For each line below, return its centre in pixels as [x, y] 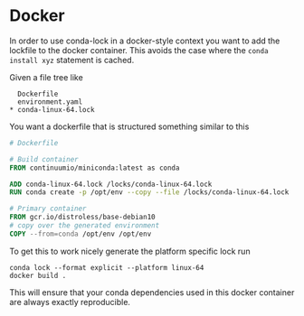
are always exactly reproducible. [70, 302]
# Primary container [48, 209]
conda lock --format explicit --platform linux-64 [107, 267]
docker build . [38, 275]
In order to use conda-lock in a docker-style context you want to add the [145, 41]
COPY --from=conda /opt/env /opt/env [81, 234]
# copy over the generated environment [85, 226]
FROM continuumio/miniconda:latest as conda [95, 168]
